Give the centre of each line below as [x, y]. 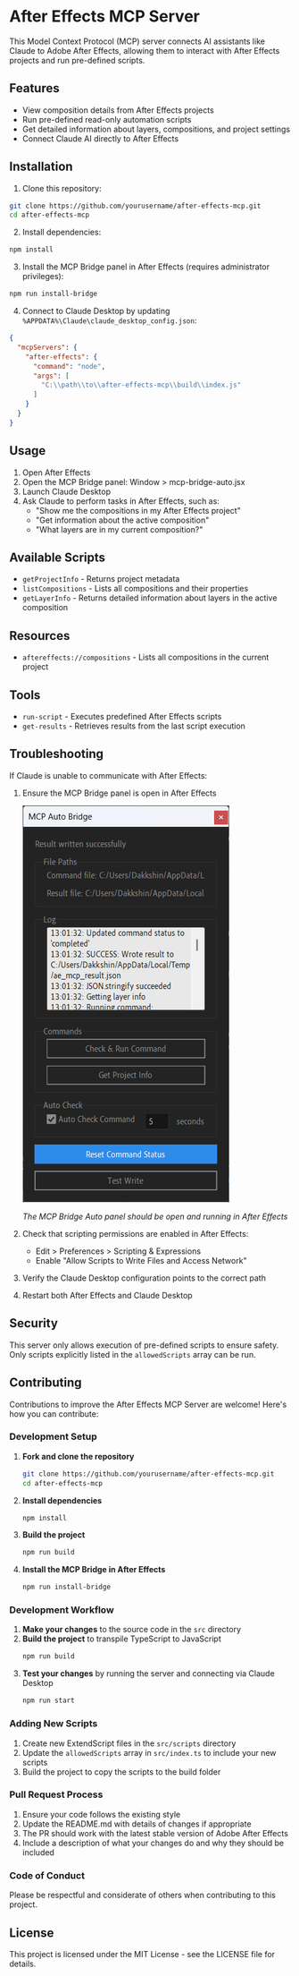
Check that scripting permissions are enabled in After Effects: [135, 1233]
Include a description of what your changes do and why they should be [153, 1843]
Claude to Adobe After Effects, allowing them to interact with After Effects [145, 50]
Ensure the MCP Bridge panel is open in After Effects [119, 793]
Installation [41, 167]
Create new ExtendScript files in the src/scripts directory [129, 1743]
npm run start [48, 1701]
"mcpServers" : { [47, 347]
